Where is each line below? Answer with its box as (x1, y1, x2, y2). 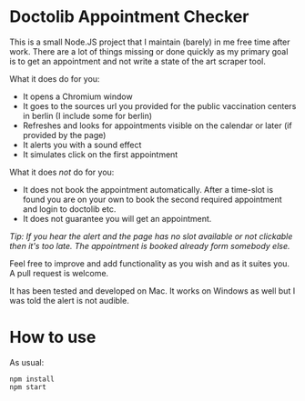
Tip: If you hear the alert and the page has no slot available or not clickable (9, 230, 293, 242)
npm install (9, 375, 55, 384)
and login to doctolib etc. (22, 203, 117, 215)
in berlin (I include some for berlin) (22, 110, 153, 121)
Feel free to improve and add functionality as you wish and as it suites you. (9, 257, 290, 269)
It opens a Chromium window (22, 91, 134, 102)
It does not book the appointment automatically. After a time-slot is (22, 184, 274, 195)
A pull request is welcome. (9, 267, 109, 278)
